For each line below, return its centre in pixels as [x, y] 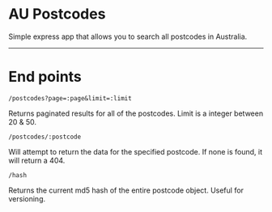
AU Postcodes [57, 14]
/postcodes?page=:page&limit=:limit [70, 98]
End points [45, 77]
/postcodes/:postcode [45, 137]
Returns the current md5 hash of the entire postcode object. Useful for [126, 190]
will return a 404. [37, 160]
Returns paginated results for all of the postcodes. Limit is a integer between [136, 113]
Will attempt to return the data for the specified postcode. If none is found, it [136, 151]
